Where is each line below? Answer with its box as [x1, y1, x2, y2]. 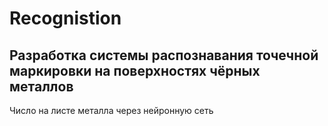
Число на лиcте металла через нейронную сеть [9, 105, 214, 116]
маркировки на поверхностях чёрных [9, 62, 261, 79]
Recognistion [9, 7, 122, 30]
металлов [9, 78, 74, 95]
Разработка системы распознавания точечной [9, 47, 319, 64]
